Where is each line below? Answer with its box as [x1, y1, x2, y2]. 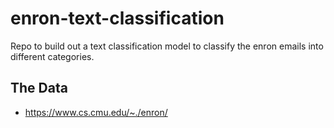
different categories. [10, 50, 95, 62]
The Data [10, 80, 68, 97]
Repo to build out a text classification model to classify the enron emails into [10, 40, 324, 52]
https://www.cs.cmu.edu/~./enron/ [24, 106, 168, 118]
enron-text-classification [10, 7, 225, 30]
